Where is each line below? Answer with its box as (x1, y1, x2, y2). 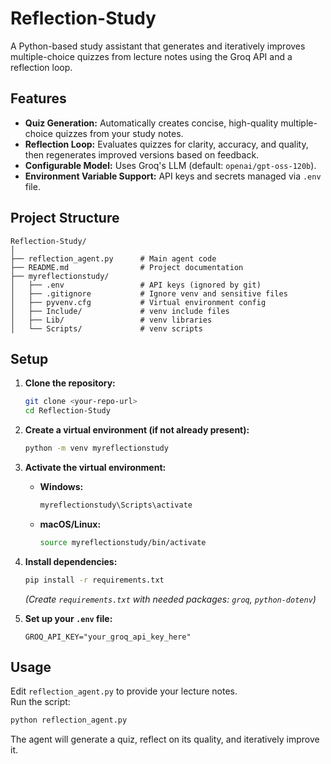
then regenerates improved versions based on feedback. (24, 148, 260, 161)
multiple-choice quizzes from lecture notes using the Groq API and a (10, 50, 293, 62)
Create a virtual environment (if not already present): (24, 424, 250, 436)
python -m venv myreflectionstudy (24, 443, 169, 454)
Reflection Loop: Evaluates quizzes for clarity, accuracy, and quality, (24, 138, 309, 150)
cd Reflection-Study (24, 406, 111, 416)
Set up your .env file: (24, 612, 113, 624)
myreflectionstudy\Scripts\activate (39, 500, 193, 510)
